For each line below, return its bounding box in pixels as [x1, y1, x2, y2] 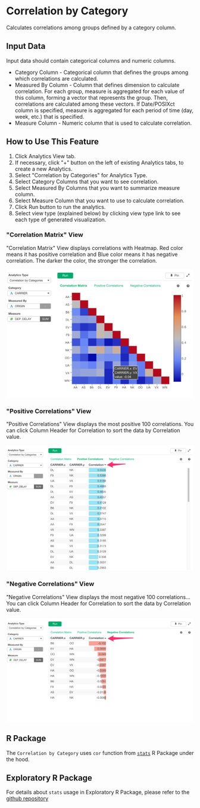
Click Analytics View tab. [14, 152, 76, 159]
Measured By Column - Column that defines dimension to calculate [14, 81, 180, 88]
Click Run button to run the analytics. [14, 203, 106, 210]
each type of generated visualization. [14, 216, 107, 223]
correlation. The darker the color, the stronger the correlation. [6, 257, 158, 264]
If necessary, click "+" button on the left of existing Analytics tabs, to [14, 159, 184, 166]
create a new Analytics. [14, 165, 73, 172]
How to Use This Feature [6, 137, 99, 147]
